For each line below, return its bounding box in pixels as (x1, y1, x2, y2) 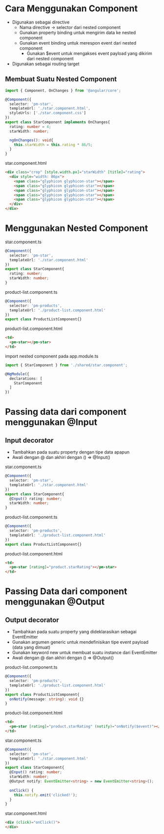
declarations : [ (9, 376, 42, 381)
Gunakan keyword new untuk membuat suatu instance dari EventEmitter (12, 650, 158, 656)
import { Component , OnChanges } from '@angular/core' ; (5, 88, 121, 93)
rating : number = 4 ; (9, 124, 51, 129)
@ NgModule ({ (5, 371, 29, 377)
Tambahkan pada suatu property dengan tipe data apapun (12, 449, 130, 455)
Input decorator (5, 436, 54, 444)
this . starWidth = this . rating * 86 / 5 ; (14, 142, 93, 147)
